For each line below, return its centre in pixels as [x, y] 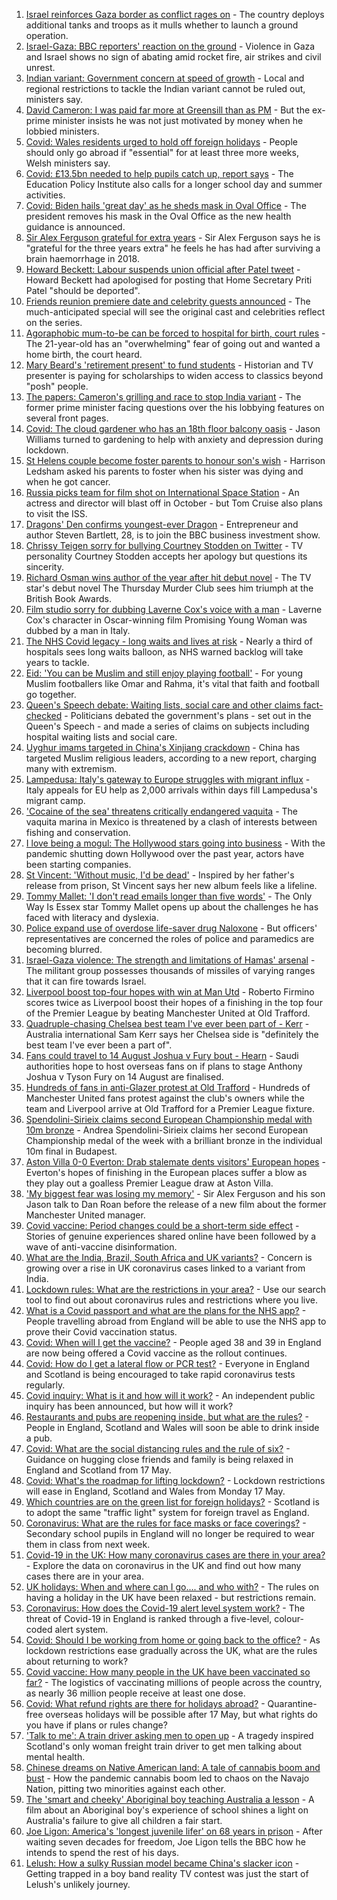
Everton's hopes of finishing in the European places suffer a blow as [166, 1172]
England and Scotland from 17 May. [98, 1470]
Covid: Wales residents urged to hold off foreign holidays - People [161, 142]
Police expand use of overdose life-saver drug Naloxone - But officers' [171, 928]
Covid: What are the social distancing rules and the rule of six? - [158, 1448]
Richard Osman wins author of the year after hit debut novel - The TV [168, 577]
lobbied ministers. [62, 131]
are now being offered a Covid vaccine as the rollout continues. [156, 1353]
